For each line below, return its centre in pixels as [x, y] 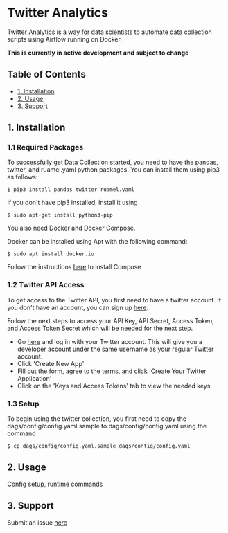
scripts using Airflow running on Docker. [65, 39]
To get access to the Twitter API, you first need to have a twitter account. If [114, 300]
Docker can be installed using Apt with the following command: [97, 242]
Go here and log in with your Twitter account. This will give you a [109, 341]
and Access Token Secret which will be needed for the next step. [100, 328]
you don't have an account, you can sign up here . [78, 307]
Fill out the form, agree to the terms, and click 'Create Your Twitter [112, 371]
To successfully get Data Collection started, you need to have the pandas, [113, 162]
